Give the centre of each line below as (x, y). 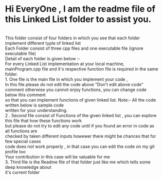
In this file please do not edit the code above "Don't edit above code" (74, 84)
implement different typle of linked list (43, 43)
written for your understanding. (36, 110)
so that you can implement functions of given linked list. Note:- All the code (81, 100)
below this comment (26, 95)
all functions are (21, 131)
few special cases (23, 141)
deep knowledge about (28, 167)
